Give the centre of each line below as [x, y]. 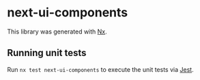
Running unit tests [47, 53]
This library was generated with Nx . [57, 31]
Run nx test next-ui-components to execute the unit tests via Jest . [100, 69]
